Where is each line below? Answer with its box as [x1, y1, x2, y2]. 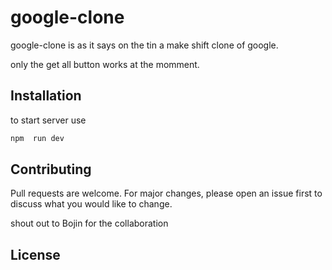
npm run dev [10, 133, 65, 143]
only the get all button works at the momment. [10, 58, 200, 70]
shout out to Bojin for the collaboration [10, 217, 169, 230]
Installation [10, 87, 82, 105]
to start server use [10, 114, 87, 126]
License [10, 246, 61, 263]
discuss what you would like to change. [10, 198, 173, 210]
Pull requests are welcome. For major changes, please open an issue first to [10, 187, 323, 200]
